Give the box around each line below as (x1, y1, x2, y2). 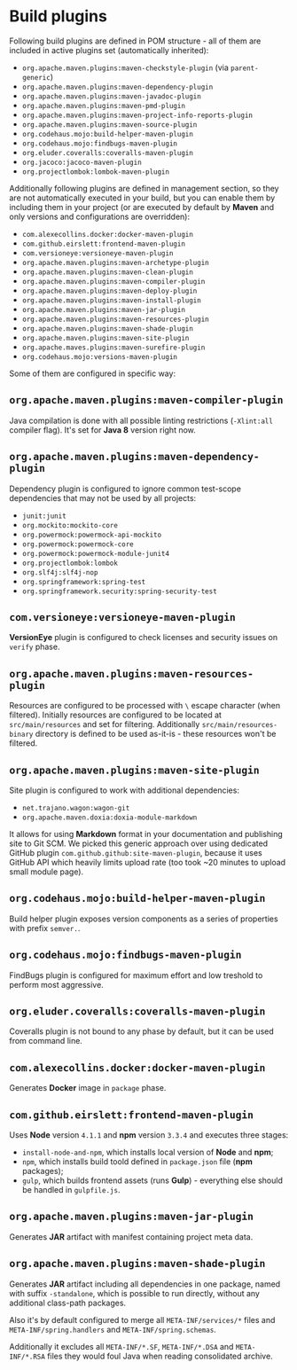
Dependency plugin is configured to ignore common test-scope (9, 483, 242, 494)
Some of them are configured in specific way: (9, 368, 176, 379)
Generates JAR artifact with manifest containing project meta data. (9, 1231, 254, 1242)
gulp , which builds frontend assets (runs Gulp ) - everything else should (21, 1175, 284, 1186)
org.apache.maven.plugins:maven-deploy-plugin (21, 286, 198, 295)
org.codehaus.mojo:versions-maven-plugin (21, 352, 177, 361)
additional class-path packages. (9, 1297, 127, 1308)
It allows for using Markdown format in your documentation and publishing (9, 829, 284, 839)
